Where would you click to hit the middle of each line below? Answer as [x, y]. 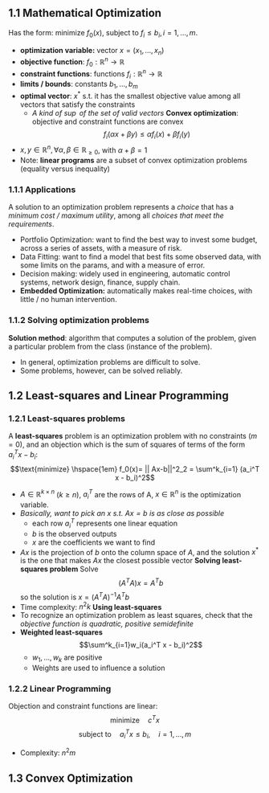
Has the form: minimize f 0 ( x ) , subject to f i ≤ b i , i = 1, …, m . [103, 33]
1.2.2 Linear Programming [60, 689]
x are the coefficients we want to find [94, 542]
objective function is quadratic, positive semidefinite [107, 624]
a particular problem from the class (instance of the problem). [110, 346]
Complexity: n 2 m [48, 752]
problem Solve [74, 569]
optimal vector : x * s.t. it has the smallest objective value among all [130, 95]
